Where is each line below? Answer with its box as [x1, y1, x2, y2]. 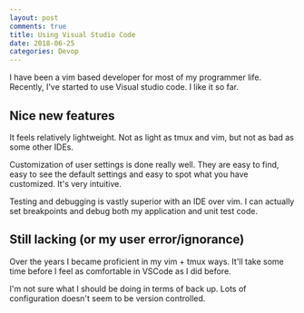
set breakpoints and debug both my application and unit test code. [9, 205, 259, 216]
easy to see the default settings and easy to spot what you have [9, 169, 249, 180]
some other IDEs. [9, 142, 74, 152]
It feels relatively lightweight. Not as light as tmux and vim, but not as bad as [9, 132, 295, 142]
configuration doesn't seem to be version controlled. [9, 292, 206, 304]
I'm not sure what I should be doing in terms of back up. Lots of [9, 283, 247, 294]
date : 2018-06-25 [9, 38, 75, 48]
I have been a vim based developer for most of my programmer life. [9, 72, 261, 83]
